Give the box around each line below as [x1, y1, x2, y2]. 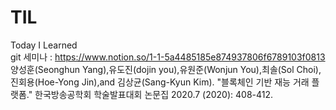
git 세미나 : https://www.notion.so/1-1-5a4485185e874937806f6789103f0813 [10, 51, 326, 63]
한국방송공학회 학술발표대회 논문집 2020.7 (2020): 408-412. [34, 88, 274, 100]
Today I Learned [10, 39, 78, 51]
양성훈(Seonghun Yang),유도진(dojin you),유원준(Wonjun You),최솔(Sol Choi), [10, 63, 322, 75]
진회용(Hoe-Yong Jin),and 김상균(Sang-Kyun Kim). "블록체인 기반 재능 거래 [10, 76, 310, 88]
